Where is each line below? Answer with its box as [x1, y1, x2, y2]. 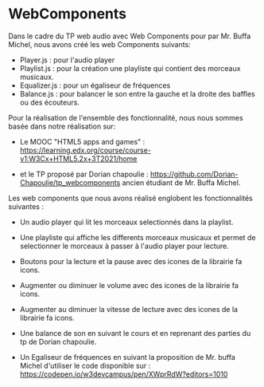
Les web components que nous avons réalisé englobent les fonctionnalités [8, 193, 253, 203]
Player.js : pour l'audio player [19, 55, 115, 65]
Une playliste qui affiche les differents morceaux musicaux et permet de [19, 232, 256, 242]
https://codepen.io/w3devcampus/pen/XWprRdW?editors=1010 [19, 369, 228, 379]
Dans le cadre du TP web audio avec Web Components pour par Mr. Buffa [8, 31, 251, 41]
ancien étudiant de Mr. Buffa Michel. [122, 177, 241, 188]
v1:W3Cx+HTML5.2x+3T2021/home [19, 153, 138, 164]
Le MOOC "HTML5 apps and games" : [19, 136, 146, 146]
